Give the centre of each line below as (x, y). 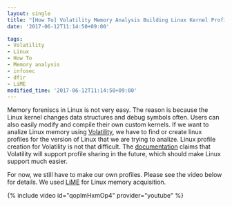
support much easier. (37, 161)
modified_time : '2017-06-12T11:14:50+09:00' (72, 91)
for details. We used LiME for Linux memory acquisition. (87, 182)
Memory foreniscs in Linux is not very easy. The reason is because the (108, 110)
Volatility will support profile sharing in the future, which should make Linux (114, 154)
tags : (15, 39)
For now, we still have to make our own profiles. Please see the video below (115, 175)
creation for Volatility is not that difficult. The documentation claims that (109, 147)
